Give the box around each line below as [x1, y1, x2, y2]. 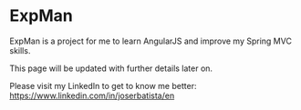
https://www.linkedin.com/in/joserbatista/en [9, 90, 175, 101]
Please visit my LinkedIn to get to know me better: [9, 80, 197, 91]
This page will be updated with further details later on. [9, 63, 213, 74]
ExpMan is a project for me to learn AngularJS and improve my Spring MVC [9, 35, 292, 46]
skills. [9, 45, 31, 55]
